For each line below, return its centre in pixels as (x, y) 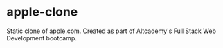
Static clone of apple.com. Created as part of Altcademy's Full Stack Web (111, 31)
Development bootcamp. (42, 38)
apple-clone (42, 12)
